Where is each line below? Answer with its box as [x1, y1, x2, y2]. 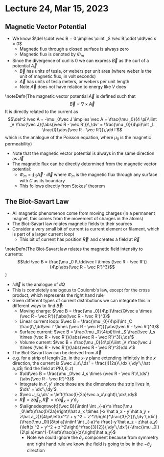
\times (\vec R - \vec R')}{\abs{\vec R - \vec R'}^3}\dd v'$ [19, 344, 136, 350]
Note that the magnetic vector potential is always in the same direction [12, 150, 155, 156]
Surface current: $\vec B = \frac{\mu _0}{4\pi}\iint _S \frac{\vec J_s [19, 329, 156, 335]
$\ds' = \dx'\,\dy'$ [19, 386, 57, 392]
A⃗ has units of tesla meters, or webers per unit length [19, 78, 130, 84]
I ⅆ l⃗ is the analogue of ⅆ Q [12, 282, 65, 287]
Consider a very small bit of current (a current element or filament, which [12, 226, 160, 232]
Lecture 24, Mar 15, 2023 [5, 3, 109, 14]
